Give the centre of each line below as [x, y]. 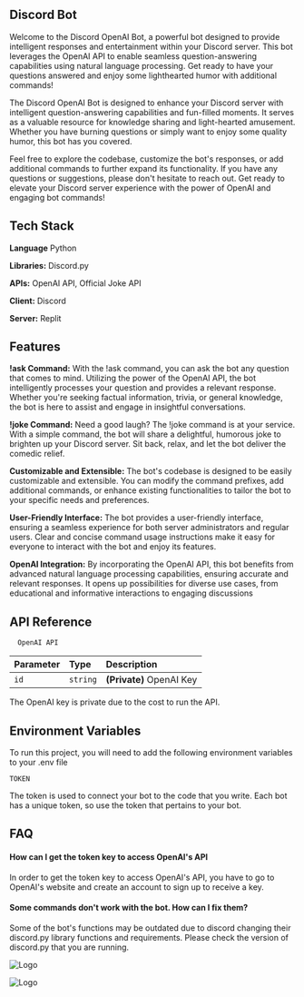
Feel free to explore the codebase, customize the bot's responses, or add [147, 159]
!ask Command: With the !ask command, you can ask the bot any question [149, 369]
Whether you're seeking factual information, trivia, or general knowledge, [146, 398]
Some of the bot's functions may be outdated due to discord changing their [150, 928]
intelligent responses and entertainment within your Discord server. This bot [151, 46]
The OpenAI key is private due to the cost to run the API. [115, 702]
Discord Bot [43, 15]
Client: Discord [38, 301]
